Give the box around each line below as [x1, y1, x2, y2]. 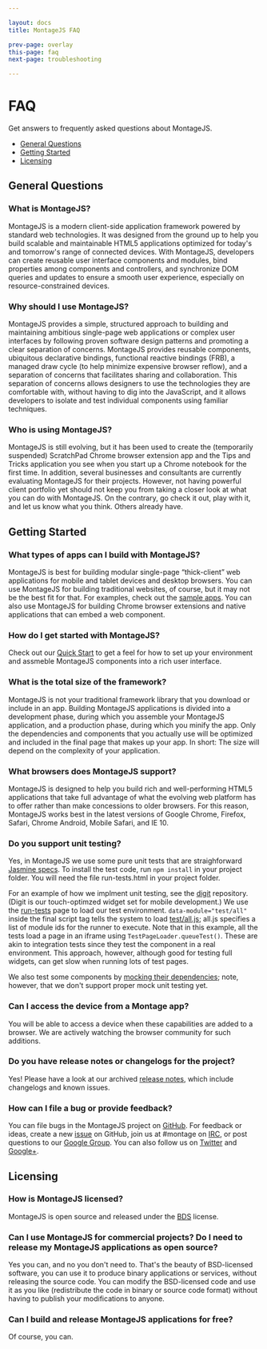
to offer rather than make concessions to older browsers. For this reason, [8, 801, 249, 810]
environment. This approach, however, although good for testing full [8, 948, 233, 958]
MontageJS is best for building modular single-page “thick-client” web [8, 568, 241, 577]
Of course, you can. [8, 1332, 74, 1342]
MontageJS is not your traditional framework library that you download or [8, 694, 250, 705]
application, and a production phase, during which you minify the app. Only [8, 720, 257, 729]
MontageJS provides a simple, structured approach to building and [8, 319, 229, 329]
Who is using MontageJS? [8, 424, 113, 435]
